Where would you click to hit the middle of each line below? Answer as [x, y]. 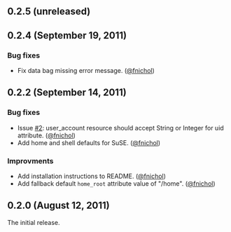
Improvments [30, 161]
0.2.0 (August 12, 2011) [58, 206]
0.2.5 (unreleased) [49, 12]
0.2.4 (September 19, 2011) [67, 35]
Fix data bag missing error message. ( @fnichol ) [86, 71]
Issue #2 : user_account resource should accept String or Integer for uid [120, 128]
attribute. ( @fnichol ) [46, 135]
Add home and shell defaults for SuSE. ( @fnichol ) [89, 142]
